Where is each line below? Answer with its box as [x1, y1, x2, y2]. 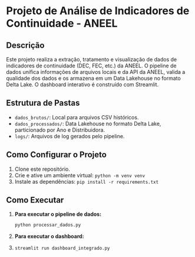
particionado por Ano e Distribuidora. [14, 126, 105, 134]
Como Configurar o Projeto [6, 149, 107, 160]
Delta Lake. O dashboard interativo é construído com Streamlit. [6, 81, 159, 88]
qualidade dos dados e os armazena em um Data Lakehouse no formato [6, 75, 181, 82]
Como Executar [6, 195, 64, 205]
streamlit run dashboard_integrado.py [14, 245, 110, 252]
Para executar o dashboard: [14, 233, 84, 240]
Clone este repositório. [14, 165, 71, 173]
